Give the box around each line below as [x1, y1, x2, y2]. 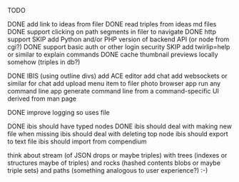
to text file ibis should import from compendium [7, 137, 148, 146]
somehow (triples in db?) [7, 58, 81, 66]
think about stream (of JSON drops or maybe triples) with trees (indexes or [7, 151, 228, 159]
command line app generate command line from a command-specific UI [7, 87, 220, 95]
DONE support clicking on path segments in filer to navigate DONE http [7, 28, 216, 36]
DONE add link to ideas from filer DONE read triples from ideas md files [7, 20, 217, 28]
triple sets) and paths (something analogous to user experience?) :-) [7, 166, 208, 174]
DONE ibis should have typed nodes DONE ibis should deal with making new [7, 122, 232, 131]
